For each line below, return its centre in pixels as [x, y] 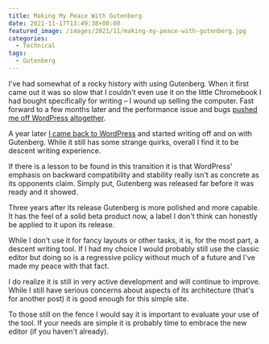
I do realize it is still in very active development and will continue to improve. [134, 281]
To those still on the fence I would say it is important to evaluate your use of [134, 314]
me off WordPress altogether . [57, 118]
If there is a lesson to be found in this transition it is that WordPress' [120, 166]
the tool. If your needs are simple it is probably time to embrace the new [128, 322]
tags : [17, 53]
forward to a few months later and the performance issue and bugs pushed [133, 109]
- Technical [36, 46]
